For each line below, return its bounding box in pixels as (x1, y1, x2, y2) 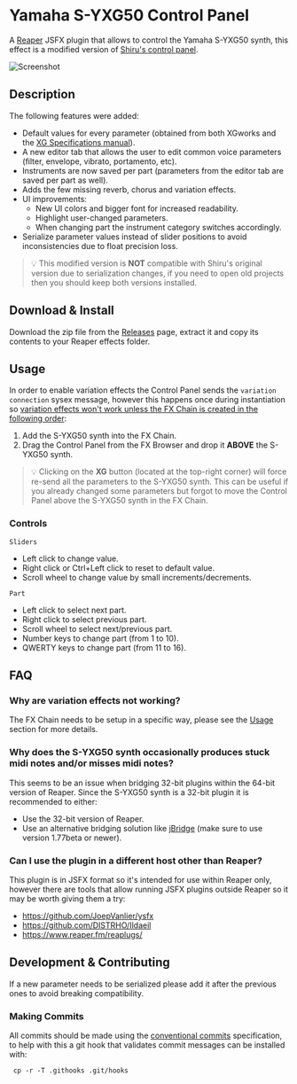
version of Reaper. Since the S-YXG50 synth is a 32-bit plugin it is (9, 786, 250, 798)
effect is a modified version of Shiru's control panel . (9, 43, 199, 54)
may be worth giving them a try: (9, 893, 126, 904)
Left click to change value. (21, 553, 119, 564)
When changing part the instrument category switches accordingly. (35, 222, 282, 232)
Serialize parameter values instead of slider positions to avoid (21, 231, 247, 242)
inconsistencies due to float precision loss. (21, 240, 179, 251)
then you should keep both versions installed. (30, 277, 198, 288)
